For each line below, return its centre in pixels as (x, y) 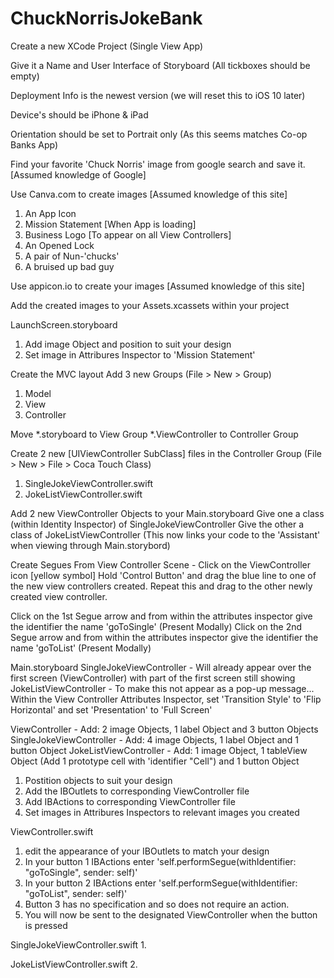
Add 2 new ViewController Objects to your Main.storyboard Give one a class (167, 513)
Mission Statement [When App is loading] (110, 224)
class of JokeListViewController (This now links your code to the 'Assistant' (165, 534)
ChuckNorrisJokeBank (106, 18)
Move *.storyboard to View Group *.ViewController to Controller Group (154, 434)
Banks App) (34, 144)
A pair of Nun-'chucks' (72, 256)
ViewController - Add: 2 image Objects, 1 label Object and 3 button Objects (164, 729)
